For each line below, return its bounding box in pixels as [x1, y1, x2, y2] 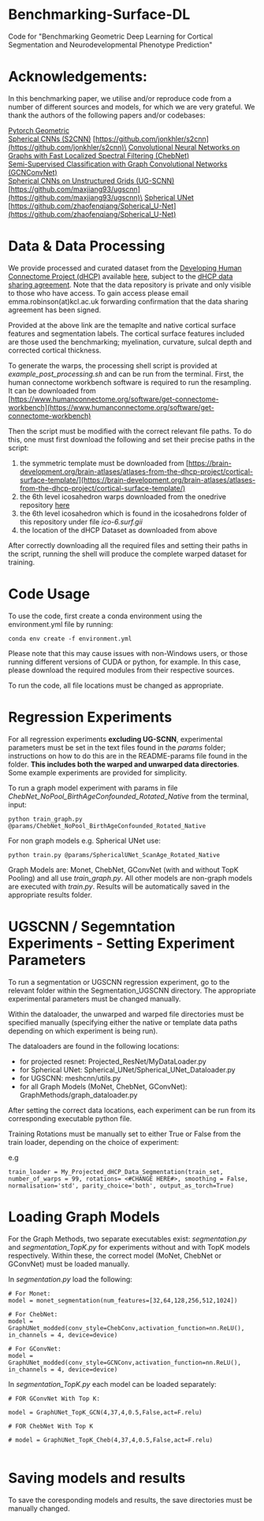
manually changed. [8, 1504, 70, 1513]
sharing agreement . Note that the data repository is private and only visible [8, 280, 251, 289]
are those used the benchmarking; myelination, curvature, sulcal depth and [8, 337, 252, 346]
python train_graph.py [8, 815, 83, 823]
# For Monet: [8, 1289, 51, 1298]
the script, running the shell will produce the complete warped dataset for [8, 549, 247, 558]
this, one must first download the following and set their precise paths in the [8, 434, 255, 444]
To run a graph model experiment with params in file [8, 783, 178, 792]
